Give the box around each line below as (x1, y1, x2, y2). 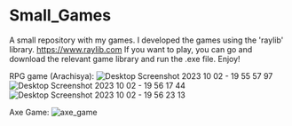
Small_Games (9, 5, 112, 26)
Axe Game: (9, 106, 50, 117)
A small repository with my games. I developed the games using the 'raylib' (9, 35, 284, 45)
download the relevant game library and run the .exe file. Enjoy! (9, 53, 241, 64)
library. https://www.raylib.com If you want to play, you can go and (9, 43, 253, 54)
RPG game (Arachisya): (9, 70, 95, 81)
